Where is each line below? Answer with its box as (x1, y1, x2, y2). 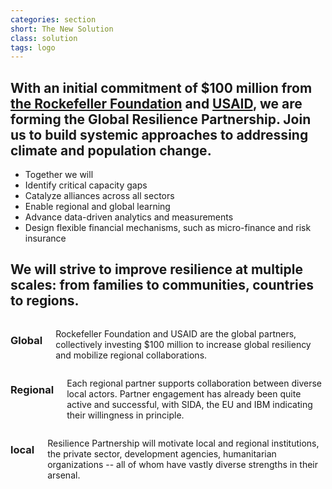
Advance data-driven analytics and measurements (24, 211, 234, 223)
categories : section (10, 14, 97, 25)
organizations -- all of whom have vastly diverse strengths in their (47, 458, 319, 470)
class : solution (10, 33, 78, 43)
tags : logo (10, 42, 56, 53)
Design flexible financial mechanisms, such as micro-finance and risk (24, 222, 312, 234)
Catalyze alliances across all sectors (24, 190, 175, 202)
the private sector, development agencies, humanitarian (47, 447, 277, 460)
